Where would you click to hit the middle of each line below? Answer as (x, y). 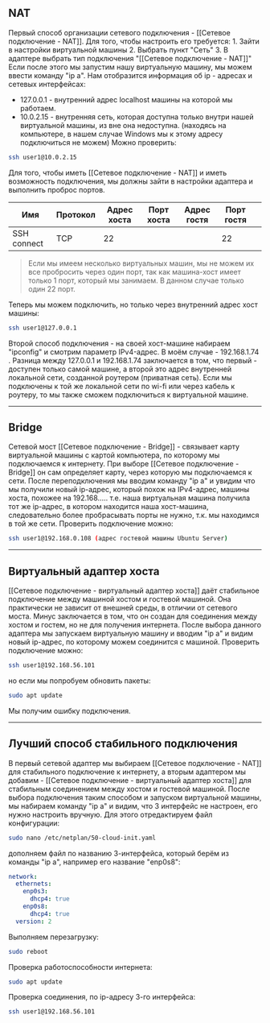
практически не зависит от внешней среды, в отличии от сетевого (123, 608)
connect (28, 243)
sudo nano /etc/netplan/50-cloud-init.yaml (82, 838)
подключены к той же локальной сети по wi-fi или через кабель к (122, 386)
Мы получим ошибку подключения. (70, 710)
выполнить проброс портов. (57, 189)
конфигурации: (34, 823)
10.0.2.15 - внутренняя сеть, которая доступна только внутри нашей (137, 117)
